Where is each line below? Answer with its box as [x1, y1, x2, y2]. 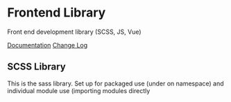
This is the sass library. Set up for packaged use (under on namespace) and [7, 79, 224, 88]
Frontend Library [7, 5, 106, 21]
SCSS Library [7, 61, 66, 73]
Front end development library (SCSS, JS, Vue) [7, 28, 142, 36]
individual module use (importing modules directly [7, 86, 151, 94]
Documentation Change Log [7, 41, 88, 49]
